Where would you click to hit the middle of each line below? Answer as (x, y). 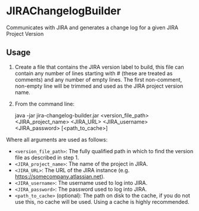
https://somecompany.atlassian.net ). (60, 176)
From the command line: (45, 104)
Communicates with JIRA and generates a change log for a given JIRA (92, 27)
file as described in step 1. (47, 157)
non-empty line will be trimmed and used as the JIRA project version (99, 86)
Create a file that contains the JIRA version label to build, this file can (99, 67)
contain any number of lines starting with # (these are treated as (94, 73)
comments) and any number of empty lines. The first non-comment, (98, 79)
